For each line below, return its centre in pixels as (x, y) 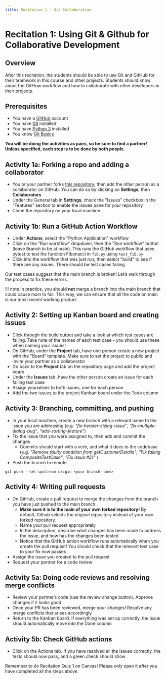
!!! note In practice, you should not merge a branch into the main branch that (83, 289)
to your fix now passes (43, 552)
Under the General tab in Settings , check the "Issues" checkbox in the (84, 200)
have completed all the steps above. (42, 671)
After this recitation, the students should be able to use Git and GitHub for (80, 75)
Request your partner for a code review (52, 562)
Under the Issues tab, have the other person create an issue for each (83, 377)
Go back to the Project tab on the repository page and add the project (83, 366)
